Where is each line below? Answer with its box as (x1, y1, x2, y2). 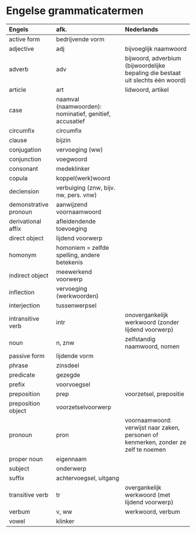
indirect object (9, 271, 48, 279)
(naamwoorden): (56, 102, 102, 111)
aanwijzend (56, 200, 87, 208)
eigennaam (56, 455, 87, 463)
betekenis (56, 258, 83, 266)
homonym (9, 250, 37, 259)
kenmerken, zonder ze (125, 438, 187, 446)
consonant (9, 164, 38, 173)
